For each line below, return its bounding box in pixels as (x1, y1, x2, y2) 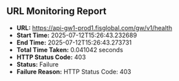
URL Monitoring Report (6, 5, 107, 17)
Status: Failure (16, 60, 59, 68)
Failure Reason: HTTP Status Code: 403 (16, 67, 131, 76)
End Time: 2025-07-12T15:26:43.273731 (16, 38, 132, 47)
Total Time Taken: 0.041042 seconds (16, 45, 123, 54)
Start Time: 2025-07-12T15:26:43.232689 (16, 31, 137, 39)
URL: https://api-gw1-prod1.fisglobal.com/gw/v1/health (16, 23, 173, 32)
